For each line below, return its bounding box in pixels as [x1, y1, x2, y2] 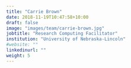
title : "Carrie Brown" [6, 8, 62, 15]
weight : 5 [6, 53, 31, 59]
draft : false [6, 20, 39, 25]
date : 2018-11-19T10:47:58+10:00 [6, 14, 89, 20]
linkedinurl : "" [6, 47, 46, 53]
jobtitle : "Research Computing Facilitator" [6, 31, 118, 37]
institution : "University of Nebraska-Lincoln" [6, 36, 126, 42]
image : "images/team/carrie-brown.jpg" [6, 25, 105, 31]
